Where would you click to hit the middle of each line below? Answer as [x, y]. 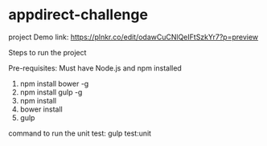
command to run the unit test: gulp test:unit [80, 133]
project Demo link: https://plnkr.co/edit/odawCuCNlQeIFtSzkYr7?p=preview [133, 37]
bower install [41, 109]
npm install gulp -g [51, 92]
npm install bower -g [54, 83]
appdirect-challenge [78, 15]
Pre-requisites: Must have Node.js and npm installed [95, 68]
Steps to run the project [47, 52]
